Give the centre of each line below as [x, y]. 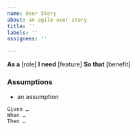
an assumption [38, 97]
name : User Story [32, 13]
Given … [18, 109]
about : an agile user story [47, 20]
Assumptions [30, 82]
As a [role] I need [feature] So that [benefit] [69, 64]
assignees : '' [27, 39]
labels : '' [23, 32]
